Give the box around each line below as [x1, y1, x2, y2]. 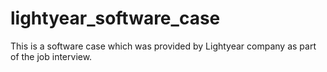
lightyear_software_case [10, 7, 221, 30]
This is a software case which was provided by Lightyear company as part [10, 40, 317, 52]
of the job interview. [10, 50, 93, 62]
